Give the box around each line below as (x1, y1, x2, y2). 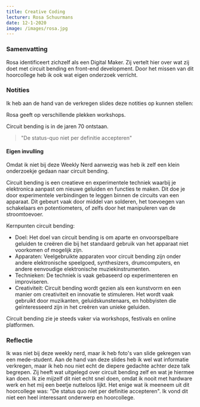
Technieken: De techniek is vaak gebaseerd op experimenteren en (14, 272, 178, 279)
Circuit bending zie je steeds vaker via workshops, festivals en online (6, 315, 176, 322)
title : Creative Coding (6, 8, 66, 15)
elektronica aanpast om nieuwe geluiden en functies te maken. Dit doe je (6, 185, 185, 192)
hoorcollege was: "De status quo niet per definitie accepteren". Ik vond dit (6, 388, 188, 395)
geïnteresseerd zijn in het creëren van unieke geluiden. (14, 303, 150, 310)
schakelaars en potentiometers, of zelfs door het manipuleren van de (6, 204, 176, 212)
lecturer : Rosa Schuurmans (6, 14, 73, 20)
